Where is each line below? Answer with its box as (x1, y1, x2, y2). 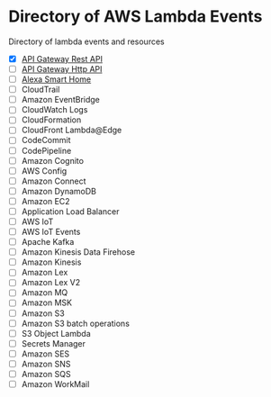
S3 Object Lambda (21, 328, 91, 338)
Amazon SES (21, 348, 70, 359)
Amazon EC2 (21, 195, 70, 206)
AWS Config (21, 165, 68, 176)
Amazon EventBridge (21, 95, 100, 105)
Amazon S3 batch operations (21, 318, 130, 329)
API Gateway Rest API (21, 53, 103, 64)
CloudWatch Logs (21, 104, 88, 115)
